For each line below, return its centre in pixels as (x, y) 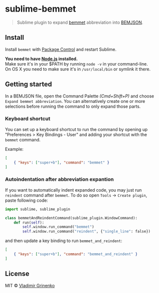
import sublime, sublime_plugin (38, 209)
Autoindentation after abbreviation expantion (59, 179)
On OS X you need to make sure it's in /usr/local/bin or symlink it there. (78, 69)
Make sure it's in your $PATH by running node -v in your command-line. (76, 64)
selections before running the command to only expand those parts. (73, 106)
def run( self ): (29, 222)
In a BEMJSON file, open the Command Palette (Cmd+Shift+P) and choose (79, 96)
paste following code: (27, 200)
